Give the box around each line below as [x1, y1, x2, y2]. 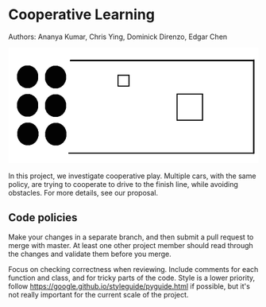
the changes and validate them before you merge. [8, 249, 172, 258]
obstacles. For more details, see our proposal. [8, 188, 159, 197]
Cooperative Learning [8, 6, 155, 24]
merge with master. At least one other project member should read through [8, 240, 254, 250]
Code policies [8, 211, 78, 224]
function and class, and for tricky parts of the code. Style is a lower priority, [8, 273, 256, 282]
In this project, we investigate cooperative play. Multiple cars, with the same [8, 171, 256, 181]
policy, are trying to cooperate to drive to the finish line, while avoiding [8, 179, 238, 188]
